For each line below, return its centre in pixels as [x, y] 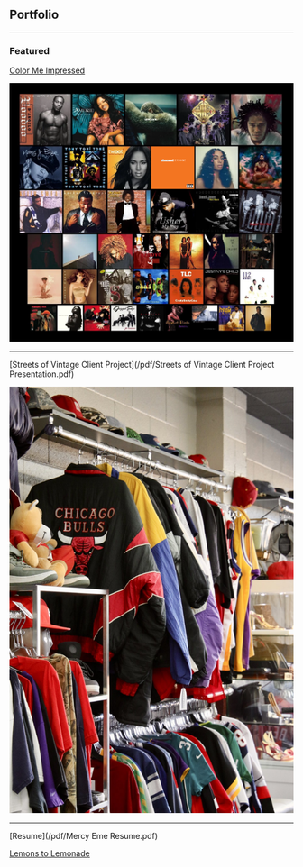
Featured [30, 50]
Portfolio [34, 15]
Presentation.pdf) [42, 374]
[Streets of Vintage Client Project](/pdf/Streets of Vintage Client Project [142, 364]
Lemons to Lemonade [50, 853]
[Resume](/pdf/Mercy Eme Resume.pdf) [84, 835]
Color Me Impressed [47, 70]
